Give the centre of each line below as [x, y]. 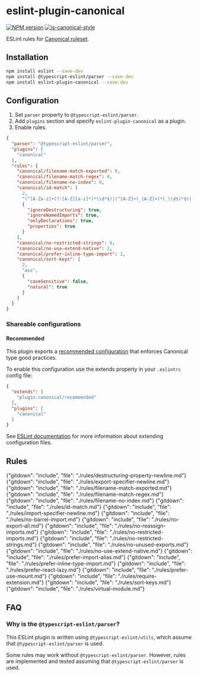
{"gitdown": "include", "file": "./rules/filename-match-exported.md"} [89, 488]
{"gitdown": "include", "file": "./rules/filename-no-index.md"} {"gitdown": [95, 501]
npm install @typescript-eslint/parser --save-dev [70, 76]
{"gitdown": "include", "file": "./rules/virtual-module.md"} [76, 589]
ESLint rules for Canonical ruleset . [48, 39]
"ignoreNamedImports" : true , [63, 215]
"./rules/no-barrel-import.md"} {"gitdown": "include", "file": [78, 520]
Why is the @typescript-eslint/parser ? [63, 624]
